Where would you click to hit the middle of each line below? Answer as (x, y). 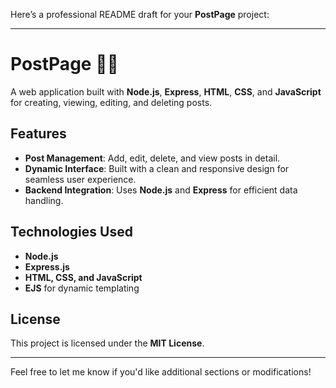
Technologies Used (71, 232)
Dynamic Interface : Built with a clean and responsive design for (157, 168)
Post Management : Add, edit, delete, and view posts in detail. (152, 158)
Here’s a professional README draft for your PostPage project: (140, 14)
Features (38, 134)
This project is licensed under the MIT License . (107, 343)
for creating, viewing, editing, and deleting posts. (111, 102)
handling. (44, 200)
